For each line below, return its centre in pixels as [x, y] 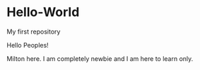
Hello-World [43, 12]
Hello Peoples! [28, 45]
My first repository [34, 31]
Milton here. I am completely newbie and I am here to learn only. [100, 58]
